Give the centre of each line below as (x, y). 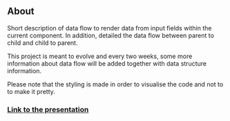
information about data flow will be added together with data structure (107, 63)
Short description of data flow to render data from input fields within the (109, 28)
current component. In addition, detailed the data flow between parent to (111, 35)
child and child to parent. (42, 43)
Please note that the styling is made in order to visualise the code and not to (115, 84)
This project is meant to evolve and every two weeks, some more (100, 56)
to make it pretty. (31, 91)
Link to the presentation (48, 109)
